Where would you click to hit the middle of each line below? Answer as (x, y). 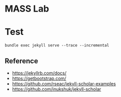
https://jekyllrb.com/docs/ (39, 73)
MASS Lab (27, 9)
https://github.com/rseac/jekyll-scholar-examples (64, 83)
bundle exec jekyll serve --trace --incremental (57, 45)
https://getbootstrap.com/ (39, 78)
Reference (22, 61)
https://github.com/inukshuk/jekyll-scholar (57, 89)
